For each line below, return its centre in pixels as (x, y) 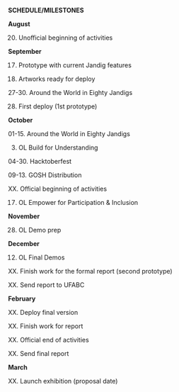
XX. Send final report (39, 353)
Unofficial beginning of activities (65, 38)
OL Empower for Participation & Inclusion (78, 202)
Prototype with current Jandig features (75, 65)
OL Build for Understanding (58, 147)
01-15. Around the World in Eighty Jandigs (69, 134)
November (24, 216)
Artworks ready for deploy (57, 79)
